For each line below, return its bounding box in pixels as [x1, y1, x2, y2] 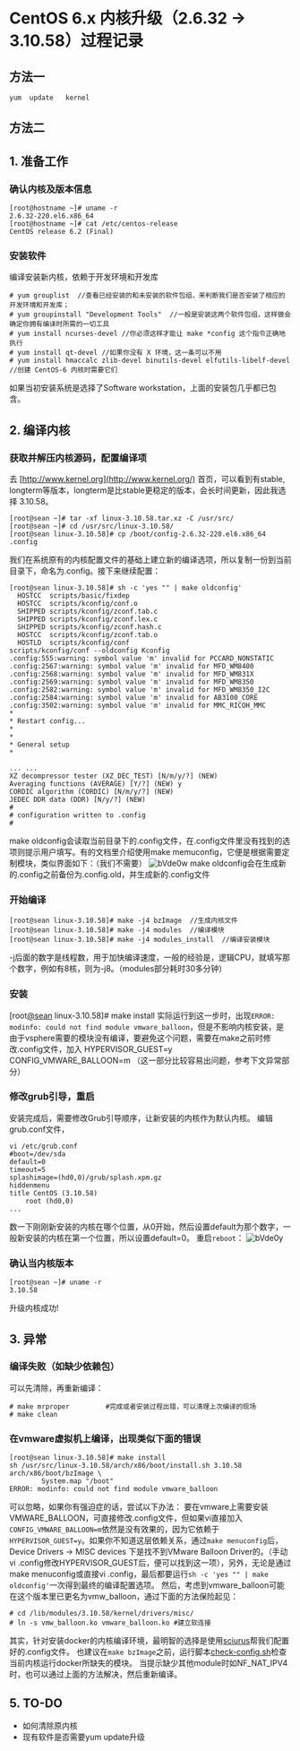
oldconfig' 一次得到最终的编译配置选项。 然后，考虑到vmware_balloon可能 [9, 1580, 285, 1591]
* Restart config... [9, 716, 87, 726]
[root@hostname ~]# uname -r [9, 203, 118, 212]
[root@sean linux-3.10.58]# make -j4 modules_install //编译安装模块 [9, 936, 270, 945]
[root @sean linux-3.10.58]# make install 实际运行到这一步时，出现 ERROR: [9, 1010, 276, 1021]
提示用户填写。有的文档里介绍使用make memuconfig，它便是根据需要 [24, 846, 282, 857]
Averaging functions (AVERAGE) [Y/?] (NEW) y [9, 779, 182, 789]
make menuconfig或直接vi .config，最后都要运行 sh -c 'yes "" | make [9, 1569, 269, 1580]
